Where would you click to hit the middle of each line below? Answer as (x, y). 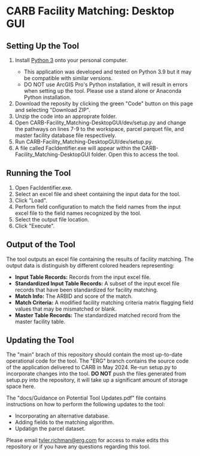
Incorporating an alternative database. (62, 416)
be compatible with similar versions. (68, 78)
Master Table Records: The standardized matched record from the (98, 315)
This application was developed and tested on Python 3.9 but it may (107, 72)
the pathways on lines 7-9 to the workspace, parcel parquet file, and (99, 129)
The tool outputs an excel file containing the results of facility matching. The (100, 259)
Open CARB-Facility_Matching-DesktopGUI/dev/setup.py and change (100, 123)
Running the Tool (39, 173)
